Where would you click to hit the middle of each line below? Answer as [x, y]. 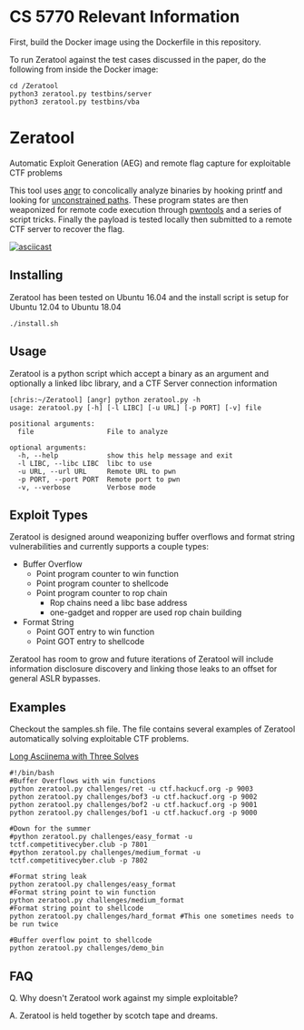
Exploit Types [49, 515]
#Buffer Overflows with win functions [83, 781]
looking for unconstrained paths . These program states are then [129, 200]
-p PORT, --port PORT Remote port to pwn [99, 480]
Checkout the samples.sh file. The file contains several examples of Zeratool [152, 729]
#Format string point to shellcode [77, 909]
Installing [36, 275]
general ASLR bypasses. [55, 679]
